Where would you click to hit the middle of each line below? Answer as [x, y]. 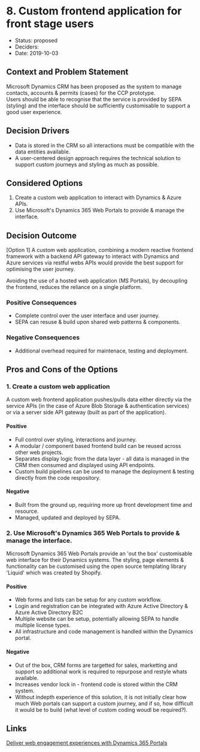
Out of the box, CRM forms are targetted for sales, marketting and [96, 665]
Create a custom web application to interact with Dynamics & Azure [98, 198]
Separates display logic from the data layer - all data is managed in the [102, 458]
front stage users [50, 24]
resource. [27, 511]
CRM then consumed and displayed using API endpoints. [85, 465]
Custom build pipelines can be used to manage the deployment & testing [104, 471]
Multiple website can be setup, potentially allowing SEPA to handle [97, 619]
